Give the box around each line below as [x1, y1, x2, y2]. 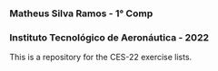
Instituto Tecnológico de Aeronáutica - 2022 [9, 31, 210, 43]
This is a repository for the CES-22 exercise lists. [9, 52, 193, 63]
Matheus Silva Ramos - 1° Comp [9, 7, 154, 20]
